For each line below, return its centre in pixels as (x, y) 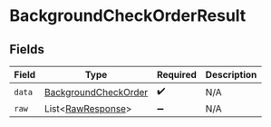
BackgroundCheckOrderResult (128, 16)
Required (177, 75)
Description (231, 75)
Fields (27, 49)
